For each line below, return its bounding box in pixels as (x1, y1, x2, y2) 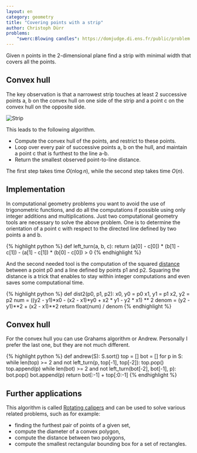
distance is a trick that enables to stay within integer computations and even (6, 272, 191, 279)
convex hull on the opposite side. (6, 103, 86, 110)
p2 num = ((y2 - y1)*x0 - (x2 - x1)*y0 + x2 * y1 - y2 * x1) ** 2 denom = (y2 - (6, 296, 191, 303)
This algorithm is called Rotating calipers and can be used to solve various (6, 404, 186, 411)
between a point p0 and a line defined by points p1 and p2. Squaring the (6, 266, 180, 273)
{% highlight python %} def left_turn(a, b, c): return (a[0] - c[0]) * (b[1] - (6, 242, 180, 249)
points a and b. (6, 231, 42, 238)
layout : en (6, 8, 33, 15)
